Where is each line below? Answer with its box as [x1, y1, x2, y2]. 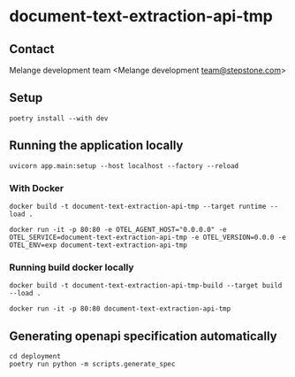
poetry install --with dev [9, 113, 109, 123]
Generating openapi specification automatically [9, 328, 277, 343]
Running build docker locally [9, 261, 134, 273]
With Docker [9, 181, 64, 194]
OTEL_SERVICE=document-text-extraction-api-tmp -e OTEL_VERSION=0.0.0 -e [9, 233, 287, 242]
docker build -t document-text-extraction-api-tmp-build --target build [9, 281, 283, 290]
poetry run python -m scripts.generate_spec [9, 360, 176, 369]
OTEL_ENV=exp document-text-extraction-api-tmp [9, 241, 188, 250]
